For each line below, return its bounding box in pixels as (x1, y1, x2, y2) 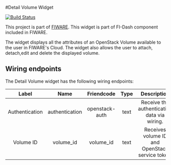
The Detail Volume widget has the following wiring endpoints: (5, 78, 134, 84)
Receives (144, 126, 166, 133)
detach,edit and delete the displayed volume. (5, 50, 100, 56)
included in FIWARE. (5, 29, 48, 35)
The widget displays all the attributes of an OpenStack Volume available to (5, 39, 161, 45)
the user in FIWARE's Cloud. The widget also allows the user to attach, (5, 45, 153, 50)
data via (146, 111, 165, 118)
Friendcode (87, 90, 116, 97)
